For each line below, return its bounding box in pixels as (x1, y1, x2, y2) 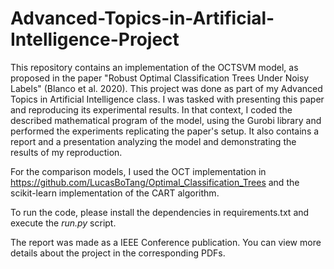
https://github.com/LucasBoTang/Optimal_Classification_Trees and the (10, 176, 300, 188)
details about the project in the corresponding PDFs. (10, 247, 226, 259)
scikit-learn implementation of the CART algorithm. (10, 187, 220, 199)
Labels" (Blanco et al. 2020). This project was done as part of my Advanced (10, 82, 323, 94)
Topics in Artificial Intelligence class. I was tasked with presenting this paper (10, 93, 325, 105)
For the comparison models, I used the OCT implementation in (10, 165, 267, 177)
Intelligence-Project (10, 28, 180, 51)
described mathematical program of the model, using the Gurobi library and (10, 114, 322, 126)
